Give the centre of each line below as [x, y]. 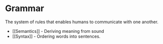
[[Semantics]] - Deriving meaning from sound [58, 31]
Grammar [25, 8]
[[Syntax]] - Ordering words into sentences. [56, 36]
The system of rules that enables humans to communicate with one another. [82, 22]
